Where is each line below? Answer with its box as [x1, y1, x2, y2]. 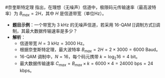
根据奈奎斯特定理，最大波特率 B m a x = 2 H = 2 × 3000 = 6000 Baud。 [19, 46, 161, 53]
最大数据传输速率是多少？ [25, 28, 78, 34]
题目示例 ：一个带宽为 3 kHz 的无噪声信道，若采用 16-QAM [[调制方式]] [12, 22, 156, 28]
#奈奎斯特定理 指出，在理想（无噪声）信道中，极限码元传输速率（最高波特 [5, 4, 157, 10]
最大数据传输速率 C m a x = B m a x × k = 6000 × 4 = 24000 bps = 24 [19, 61, 154, 68]
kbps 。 [19, 68, 35, 74]
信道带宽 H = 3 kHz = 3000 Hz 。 [19, 40, 87, 46]
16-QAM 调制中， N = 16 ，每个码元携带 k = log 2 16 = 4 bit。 [19, 53, 140, 61]
